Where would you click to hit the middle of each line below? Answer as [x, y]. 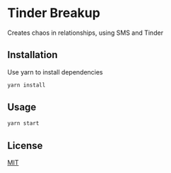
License [25, 146]
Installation [33, 55]
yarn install [26, 85]
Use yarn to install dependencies [55, 72]
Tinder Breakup [54, 13]
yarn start [23, 123]
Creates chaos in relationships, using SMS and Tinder [85, 33]
